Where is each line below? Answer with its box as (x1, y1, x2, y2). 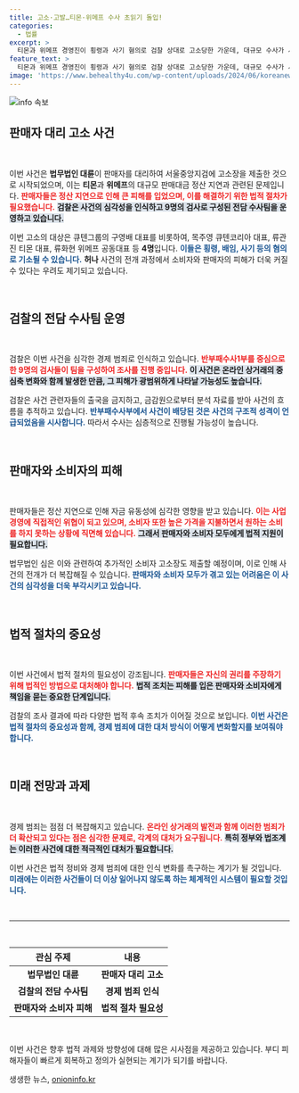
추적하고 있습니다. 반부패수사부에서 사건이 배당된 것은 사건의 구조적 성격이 (25, 406, 280, 417)
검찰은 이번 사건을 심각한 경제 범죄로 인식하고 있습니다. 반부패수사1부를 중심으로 (9, 353, 286, 364)
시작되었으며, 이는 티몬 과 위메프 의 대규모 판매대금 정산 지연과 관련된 (18, 179, 254, 190)
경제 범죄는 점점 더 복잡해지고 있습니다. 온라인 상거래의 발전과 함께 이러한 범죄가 (9, 821, 286, 832)
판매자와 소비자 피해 (13, 1001, 93, 1014)
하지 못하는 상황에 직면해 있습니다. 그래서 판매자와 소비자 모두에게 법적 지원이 (18, 528, 284, 539)
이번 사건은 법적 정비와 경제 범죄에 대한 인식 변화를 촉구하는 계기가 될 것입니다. (9, 862, 282, 873)
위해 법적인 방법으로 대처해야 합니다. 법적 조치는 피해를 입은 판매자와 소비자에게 (9, 680, 282, 691)
